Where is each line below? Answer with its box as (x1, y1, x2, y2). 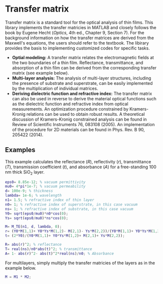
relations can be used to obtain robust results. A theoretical (26, 111, 145, 117)
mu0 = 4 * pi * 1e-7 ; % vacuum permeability (5, 184, 86, 189)
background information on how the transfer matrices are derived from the (5, 35, 154, 41)
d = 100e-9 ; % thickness (5, 189, 53, 193)
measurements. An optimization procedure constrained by (12, 106, 129, 112)
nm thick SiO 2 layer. (5, 169, 45, 176)
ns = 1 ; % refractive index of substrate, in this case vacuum (5, 206, 133, 211)
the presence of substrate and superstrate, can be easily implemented (12, 80, 153, 86)
